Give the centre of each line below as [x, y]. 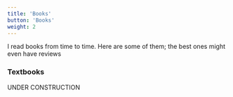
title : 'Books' [29, 14]
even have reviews [34, 54]
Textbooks [26, 72]
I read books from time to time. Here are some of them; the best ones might [116, 47]
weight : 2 [22, 27]
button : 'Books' [31, 20]
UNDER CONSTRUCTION [44, 87]
